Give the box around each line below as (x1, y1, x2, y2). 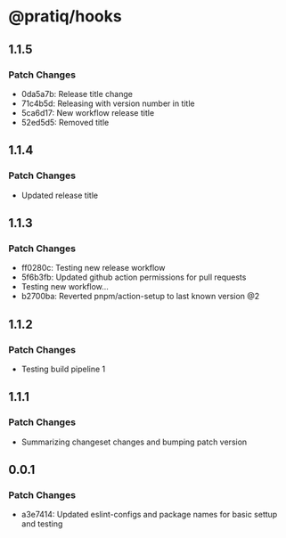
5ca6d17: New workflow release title (20, 107, 155, 118)
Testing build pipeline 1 (20, 363, 106, 374)
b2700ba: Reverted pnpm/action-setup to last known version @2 (20, 291, 260, 302)
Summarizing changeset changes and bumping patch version (20, 436, 248, 447)
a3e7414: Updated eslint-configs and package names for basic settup (20, 509, 278, 520)
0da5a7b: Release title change (20, 88, 133, 99)
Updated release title (20, 190, 99, 200)
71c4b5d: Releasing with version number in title (20, 98, 195, 109)
